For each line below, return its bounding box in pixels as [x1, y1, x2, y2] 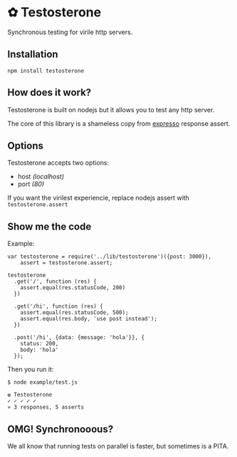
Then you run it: [7, 365, 54, 374]
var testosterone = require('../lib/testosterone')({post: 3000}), [7, 253, 212, 260]
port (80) [17, 180, 45, 188]
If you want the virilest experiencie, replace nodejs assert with [7, 193, 190, 203]
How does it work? [7, 87, 92, 99]
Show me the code [7, 220, 92, 232]
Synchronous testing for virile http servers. [7, 28, 133, 36]
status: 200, [20, 340, 59, 348]
